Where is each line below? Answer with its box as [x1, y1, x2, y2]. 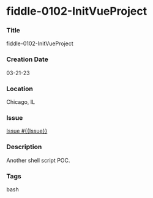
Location [6, 84, 34, 93]
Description [6, 142, 42, 151]
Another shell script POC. [6, 156, 70, 164]
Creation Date [6, 55, 49, 64]
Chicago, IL [6, 98, 35, 106]
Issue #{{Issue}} [6, 127, 48, 135]
